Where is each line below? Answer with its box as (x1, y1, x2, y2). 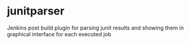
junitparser (7, 4, 65, 18)
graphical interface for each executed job (7, 30, 112, 37)
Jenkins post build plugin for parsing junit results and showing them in (7, 24, 184, 31)
